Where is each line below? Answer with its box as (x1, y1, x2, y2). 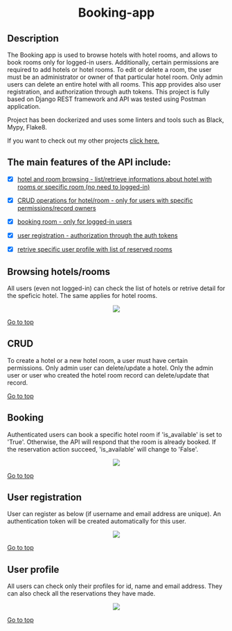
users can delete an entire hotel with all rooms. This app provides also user (7, 80, 222, 88)
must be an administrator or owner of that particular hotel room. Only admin (7, 73, 223, 81)
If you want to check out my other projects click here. (7, 136, 160, 145)
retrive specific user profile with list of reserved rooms (17, 245, 173, 254)
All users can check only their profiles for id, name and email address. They (7, 582, 223, 590)
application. (7, 103, 41, 110)
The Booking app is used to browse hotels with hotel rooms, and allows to (7, 51, 218, 59)
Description (7, 33, 59, 44)
